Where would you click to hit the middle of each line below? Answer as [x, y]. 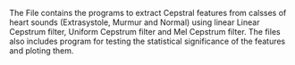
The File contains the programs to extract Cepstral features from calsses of [148, 13]
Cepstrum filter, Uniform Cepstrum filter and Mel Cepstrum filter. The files [145, 32]
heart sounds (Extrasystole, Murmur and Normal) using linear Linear [135, 22]
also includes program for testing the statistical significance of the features [147, 41]
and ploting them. [42, 51]
